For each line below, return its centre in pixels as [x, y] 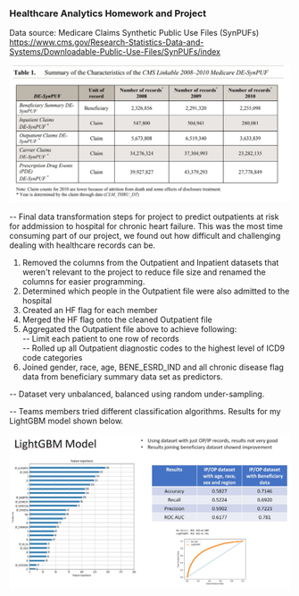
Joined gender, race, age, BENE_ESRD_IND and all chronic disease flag [153, 367]
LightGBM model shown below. [66, 421]
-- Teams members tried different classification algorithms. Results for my [145, 411]
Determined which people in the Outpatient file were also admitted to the [156, 291]
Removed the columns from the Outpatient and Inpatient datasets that [150, 262]
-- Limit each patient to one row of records [101, 338]
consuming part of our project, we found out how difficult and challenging [145, 235]
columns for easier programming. [83, 281]
